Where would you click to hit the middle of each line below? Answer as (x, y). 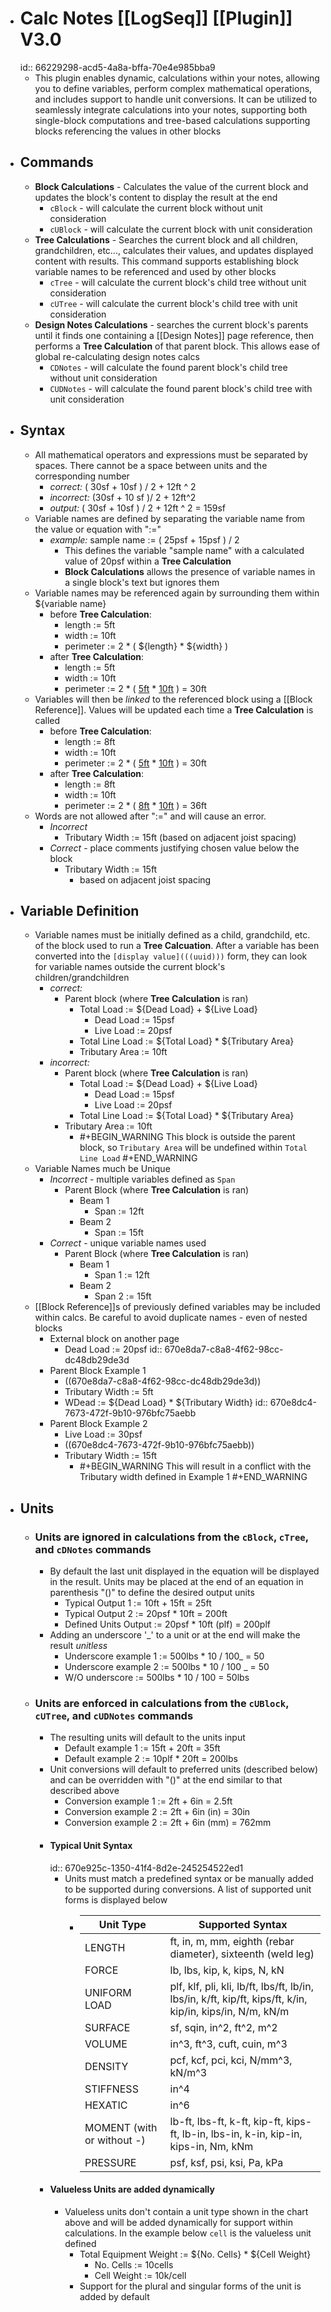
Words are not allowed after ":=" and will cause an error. (150, 816)
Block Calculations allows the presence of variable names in (190, 571)
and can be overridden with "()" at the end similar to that (166, 1780)
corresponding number (82, 476)
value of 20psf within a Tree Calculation (148, 561)
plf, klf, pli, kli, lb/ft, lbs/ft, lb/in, (241, 1986)
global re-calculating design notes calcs (117, 356)
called (47, 720)
